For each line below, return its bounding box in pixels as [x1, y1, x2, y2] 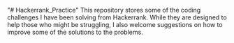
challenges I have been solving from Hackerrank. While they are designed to [7, 13, 227, 21]
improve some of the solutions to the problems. [7, 28, 143, 36]
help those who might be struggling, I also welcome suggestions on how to [7, 21, 223, 28]
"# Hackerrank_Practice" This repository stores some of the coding [7, 6, 201, 14]
